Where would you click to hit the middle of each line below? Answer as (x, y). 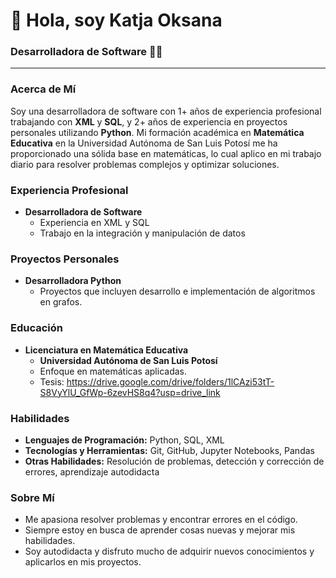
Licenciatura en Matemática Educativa (106, 350)
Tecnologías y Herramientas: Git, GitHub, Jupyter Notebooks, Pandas (169, 450)
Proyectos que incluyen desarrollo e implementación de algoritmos (177, 291)
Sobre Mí (32, 497)
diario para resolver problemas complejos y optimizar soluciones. (145, 164)
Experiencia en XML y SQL (94, 223)
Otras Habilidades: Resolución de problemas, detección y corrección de (174, 461)
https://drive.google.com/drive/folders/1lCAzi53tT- (170, 381)
